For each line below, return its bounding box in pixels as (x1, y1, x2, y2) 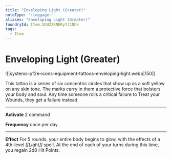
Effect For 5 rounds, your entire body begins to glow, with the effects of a (5, 136, 160, 142)
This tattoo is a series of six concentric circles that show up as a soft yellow (5, 80, 165, 86)
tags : (5, 27, 17, 32)
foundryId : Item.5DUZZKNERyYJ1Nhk (5, 22, 79, 27)
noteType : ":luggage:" (5, 12, 54, 17)
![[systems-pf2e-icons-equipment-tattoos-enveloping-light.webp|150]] (5, 70, 156, 76)
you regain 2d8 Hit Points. (5, 147, 60, 153)
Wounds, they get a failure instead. (5, 96, 79, 103)
